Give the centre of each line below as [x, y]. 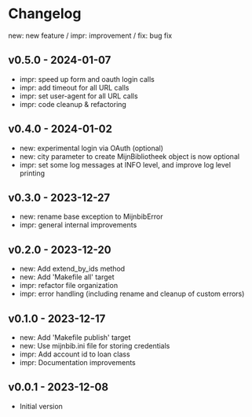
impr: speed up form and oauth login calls [87, 79]
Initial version [41, 406]
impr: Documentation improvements [77, 362]
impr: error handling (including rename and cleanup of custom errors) [132, 294]
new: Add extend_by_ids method [72, 269]
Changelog [45, 14]
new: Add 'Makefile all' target [67, 277]
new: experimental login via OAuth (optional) [91, 148]
